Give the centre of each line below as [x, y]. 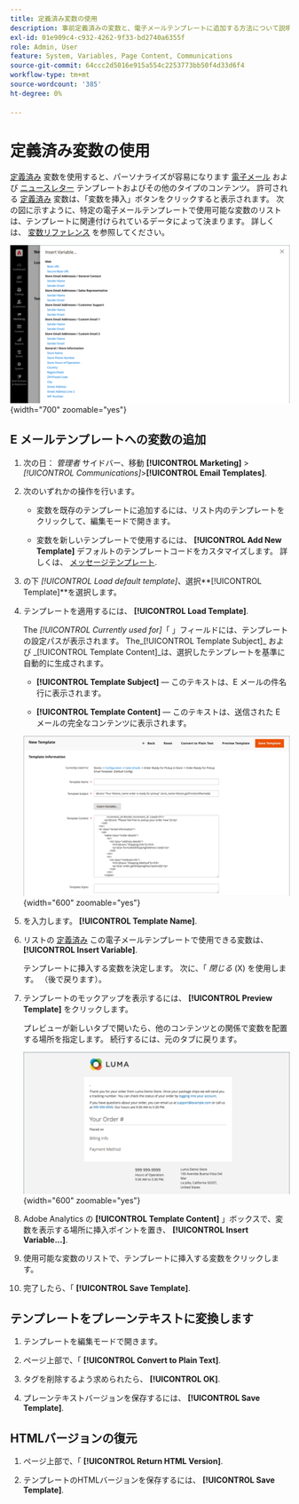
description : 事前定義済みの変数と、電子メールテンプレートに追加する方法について [145, 28]
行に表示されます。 [71, 693]
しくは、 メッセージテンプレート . [97, 562]
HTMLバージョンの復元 [74, 1438]
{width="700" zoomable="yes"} [69, 409]
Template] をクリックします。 [78, 1009]
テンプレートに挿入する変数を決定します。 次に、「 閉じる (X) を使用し [151, 968]
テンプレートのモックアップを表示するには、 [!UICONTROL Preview [148, 997]
